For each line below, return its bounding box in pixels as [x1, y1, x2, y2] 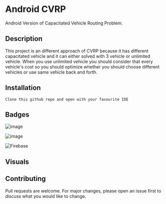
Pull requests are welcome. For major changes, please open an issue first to [5, 187, 161, 193]
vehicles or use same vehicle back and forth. [5, 69, 97, 75]
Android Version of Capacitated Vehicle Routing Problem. [5, 20, 123, 26]
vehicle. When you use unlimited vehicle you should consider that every [5, 58, 153, 64]
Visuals [5, 157, 29, 166]
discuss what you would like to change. [5, 193, 86, 199]
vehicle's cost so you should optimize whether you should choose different [5, 63, 160, 69]
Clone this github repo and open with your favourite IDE [5, 96, 128, 102]
